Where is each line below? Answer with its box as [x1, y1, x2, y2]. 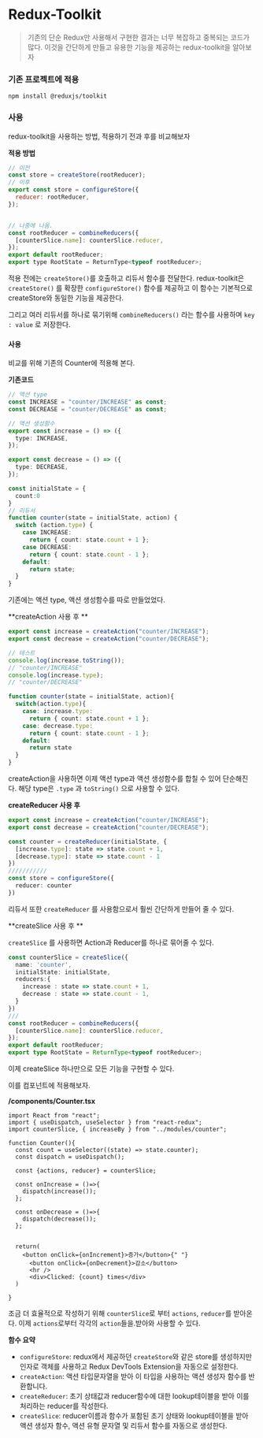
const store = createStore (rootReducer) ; [8, 171, 146, 179]
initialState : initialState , [15, 968, 111, 976]
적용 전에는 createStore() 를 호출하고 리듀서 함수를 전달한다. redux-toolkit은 [8, 273, 245, 283]
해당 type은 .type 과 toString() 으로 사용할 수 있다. [18, 784, 180, 793]
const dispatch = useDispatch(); [15, 1153, 125, 1161]
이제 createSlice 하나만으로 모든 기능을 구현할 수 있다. [8, 1064, 175, 1073]
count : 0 [15, 492, 41, 500]
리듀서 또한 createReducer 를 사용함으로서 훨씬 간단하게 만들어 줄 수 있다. [8, 904, 235, 913]
